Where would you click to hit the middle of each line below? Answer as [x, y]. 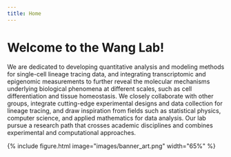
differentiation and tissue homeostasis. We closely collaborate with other [110, 96]
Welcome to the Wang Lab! [86, 47]
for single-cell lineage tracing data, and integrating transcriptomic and [107, 74]
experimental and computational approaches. [72, 132]
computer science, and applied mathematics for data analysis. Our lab [107, 118]
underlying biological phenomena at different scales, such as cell [100, 88]
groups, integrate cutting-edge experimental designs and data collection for [115, 103]
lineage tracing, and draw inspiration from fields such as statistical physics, [114, 110]
